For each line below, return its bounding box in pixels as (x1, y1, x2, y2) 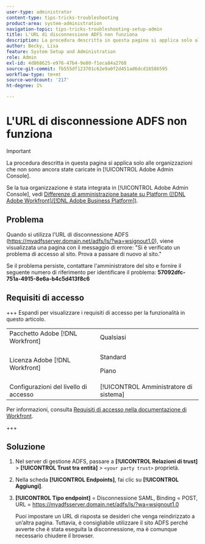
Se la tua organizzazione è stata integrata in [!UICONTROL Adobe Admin (6, 184, 189, 191)
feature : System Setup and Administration (6, 49, 116, 55)
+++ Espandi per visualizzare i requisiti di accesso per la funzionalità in (6, 309, 185, 316)
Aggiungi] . (15, 482, 43, 490)
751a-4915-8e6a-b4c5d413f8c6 (6, 275, 90, 282)
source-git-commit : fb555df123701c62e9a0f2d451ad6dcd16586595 (6, 65, 168, 72)
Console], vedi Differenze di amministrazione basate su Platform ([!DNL (6, 190, 186, 198)
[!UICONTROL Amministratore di (99, 382, 193, 391)
